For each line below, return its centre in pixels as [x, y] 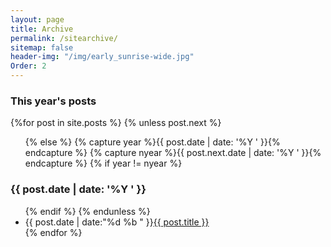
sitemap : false [42, 47]
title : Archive [42, 29]
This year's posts [53, 101]
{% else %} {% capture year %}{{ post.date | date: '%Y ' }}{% [152, 142]
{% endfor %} [53, 232]
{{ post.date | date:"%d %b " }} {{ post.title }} [117, 222]
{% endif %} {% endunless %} [87, 211]
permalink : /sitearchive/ [64, 38]
